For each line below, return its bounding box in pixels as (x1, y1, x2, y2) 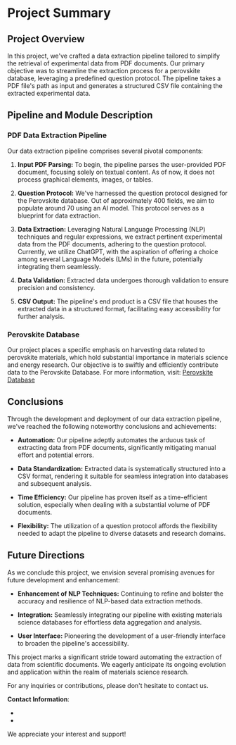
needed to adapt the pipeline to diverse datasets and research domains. (17, 529, 226, 537)
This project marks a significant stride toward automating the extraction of (7, 653, 223, 661)
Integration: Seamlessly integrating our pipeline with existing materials (17, 611, 223, 619)
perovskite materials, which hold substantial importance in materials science (7, 353, 228, 361)
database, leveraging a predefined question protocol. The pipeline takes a (7, 74, 221, 82)
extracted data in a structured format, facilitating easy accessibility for (17, 304, 221, 313)
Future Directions (7, 549, 85, 561)
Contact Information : (7, 695, 70, 703)
